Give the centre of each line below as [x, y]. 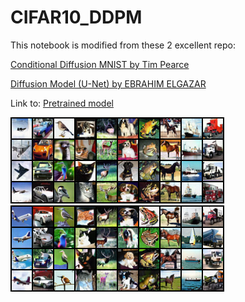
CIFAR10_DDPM [76, 17]
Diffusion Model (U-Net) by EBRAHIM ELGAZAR [108, 83]
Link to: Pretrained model [62, 103]
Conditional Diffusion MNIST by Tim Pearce [100, 64]
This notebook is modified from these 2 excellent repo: [123, 45]
